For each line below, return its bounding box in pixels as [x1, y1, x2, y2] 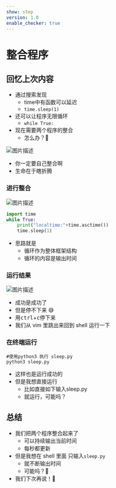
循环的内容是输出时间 [23, 255, 77, 262]
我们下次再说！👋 [14, 475, 56, 482]
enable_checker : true [6, 20, 61, 26]
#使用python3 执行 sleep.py [6, 353, 73, 360]
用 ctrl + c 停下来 [14, 314, 56, 321]
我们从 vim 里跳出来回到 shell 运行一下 [14, 322, 110, 329]
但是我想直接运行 [14, 377, 58, 385]
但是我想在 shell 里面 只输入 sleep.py [14, 452, 106, 460]
